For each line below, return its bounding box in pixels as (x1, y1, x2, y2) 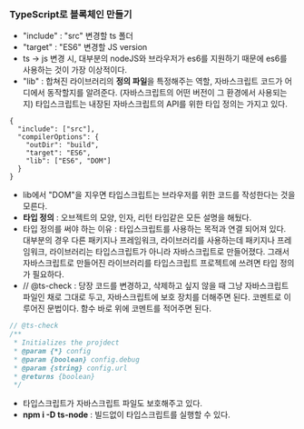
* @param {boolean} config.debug (13, 354, 141, 364)
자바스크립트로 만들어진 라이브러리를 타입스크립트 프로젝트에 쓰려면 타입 (22, 257, 279, 269)
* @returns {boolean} (13, 372, 95, 381)
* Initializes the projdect (13, 338, 120, 347)
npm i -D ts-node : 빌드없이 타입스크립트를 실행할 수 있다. (22, 409, 231, 420)
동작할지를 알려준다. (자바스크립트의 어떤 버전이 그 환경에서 (46, 87, 257, 98)
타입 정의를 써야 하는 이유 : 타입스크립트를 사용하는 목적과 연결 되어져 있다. (22, 224, 287, 234)
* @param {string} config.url (13, 364, 128, 373)
